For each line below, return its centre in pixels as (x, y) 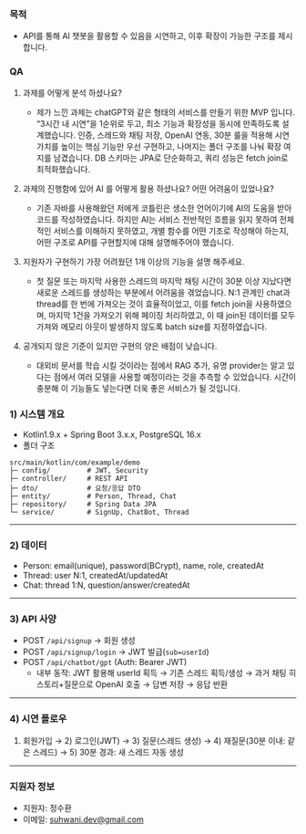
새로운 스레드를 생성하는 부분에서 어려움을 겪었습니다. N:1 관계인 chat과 (163, 292)
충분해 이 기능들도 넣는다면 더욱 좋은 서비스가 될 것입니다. (138, 388)
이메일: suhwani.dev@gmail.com (83, 819)
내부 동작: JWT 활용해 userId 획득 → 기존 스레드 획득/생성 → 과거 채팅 (161, 673)
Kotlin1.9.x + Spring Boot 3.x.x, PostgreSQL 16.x (112, 434)
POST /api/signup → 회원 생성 (79, 641)
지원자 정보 (32, 787)
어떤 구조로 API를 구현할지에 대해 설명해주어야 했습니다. (135, 242)
